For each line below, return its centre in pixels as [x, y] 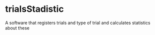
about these [17, 28]
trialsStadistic [35, 9]
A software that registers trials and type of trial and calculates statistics [78, 23]
